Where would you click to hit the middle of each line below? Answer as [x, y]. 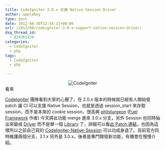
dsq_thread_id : [21, 33]
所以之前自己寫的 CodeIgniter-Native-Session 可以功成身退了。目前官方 [82, 130]
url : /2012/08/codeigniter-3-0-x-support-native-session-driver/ [73, 28]
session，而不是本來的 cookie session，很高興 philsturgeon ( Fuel [71, 112]
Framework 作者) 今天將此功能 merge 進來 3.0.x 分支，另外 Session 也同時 [81, 118]
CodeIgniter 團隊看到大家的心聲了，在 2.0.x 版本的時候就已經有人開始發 [78, 100]
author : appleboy [23, 14]
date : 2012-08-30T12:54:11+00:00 [39, 23]
